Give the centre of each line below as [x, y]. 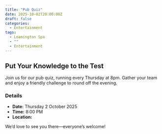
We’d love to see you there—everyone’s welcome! [55, 126]
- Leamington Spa [27, 37]
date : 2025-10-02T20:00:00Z [34, 14]
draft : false [18, 19]
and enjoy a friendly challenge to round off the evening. [61, 83]
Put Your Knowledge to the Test [54, 66]
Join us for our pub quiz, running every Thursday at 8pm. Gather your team [81, 78]
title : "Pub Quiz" [24, 10]
